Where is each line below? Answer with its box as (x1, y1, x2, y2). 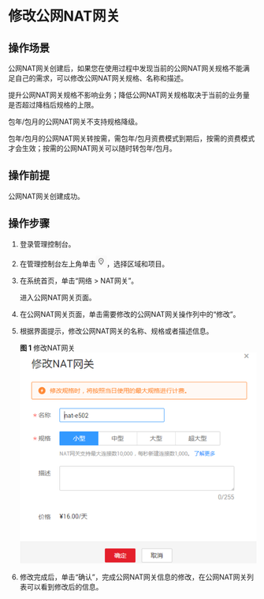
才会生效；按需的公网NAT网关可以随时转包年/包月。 (8, 144, 177, 153)
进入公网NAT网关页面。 (19, 292, 96, 302)
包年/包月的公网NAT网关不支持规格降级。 (8, 117, 143, 126)
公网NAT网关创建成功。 (8, 191, 85, 201)
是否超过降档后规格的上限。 (8, 100, 99, 109)
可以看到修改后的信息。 (26, 582, 103, 591)
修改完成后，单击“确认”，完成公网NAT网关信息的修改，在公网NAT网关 (19, 572, 247, 582)
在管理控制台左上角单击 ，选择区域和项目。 (19, 258, 169, 269)
